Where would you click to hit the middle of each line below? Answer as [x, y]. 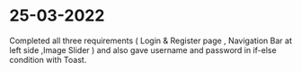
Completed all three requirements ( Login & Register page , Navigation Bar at [150, 40]
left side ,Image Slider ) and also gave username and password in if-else [143, 49]
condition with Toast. [48, 59]
